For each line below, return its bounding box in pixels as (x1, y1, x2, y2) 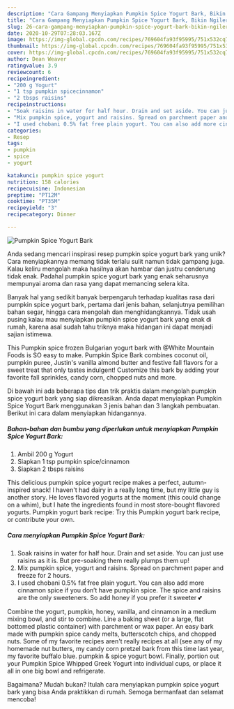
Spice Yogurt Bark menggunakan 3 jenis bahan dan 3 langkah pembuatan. (7, 401, 221, 410)
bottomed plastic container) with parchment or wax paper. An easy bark (7, 622, 214, 630)
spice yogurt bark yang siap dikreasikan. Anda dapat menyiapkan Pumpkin (7, 394, 222, 402)
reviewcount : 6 (7, 68, 52, 75)
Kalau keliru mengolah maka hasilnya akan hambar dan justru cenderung (7, 264, 216, 273)
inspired (7, 486, 31, 494)
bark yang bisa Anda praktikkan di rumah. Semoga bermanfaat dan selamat (7, 687, 224, 696)
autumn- (182, 478, 207, 486)
